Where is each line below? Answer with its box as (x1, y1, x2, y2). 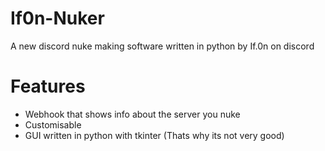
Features (10, 75, 86, 98)
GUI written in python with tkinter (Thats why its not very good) (24, 129, 285, 141)
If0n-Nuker (10, 7, 105, 30)
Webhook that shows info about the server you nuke (24, 108, 241, 120)
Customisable (24, 118, 82, 131)
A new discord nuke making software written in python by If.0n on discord (10, 40, 315, 52)
